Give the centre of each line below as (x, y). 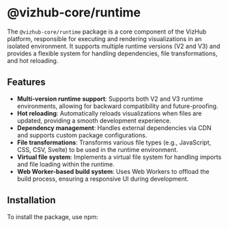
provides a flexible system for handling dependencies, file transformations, (112, 53)
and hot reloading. (33, 60)
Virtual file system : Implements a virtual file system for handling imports (119, 157)
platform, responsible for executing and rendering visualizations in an (104, 38)
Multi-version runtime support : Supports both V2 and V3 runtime (110, 99)
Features (26, 83)
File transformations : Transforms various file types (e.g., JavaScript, (114, 142)
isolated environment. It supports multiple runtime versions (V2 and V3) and (114, 46)
